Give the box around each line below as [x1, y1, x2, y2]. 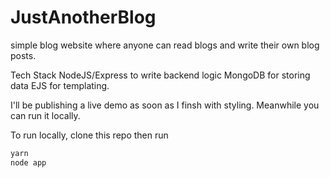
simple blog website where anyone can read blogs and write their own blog [10, 39, 320, 51]
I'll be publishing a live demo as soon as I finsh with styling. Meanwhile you [10, 99, 320, 111]
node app [10, 157, 47, 168]
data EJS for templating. [10, 79, 110, 91]
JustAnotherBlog [10, 6, 157, 29]
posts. [10, 49, 37, 61]
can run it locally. [10, 109, 81, 121]
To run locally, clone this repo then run [10, 129, 169, 141]
